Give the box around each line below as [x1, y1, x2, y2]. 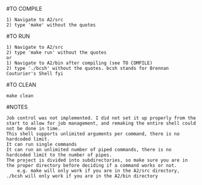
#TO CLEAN [6, 81, 36, 88]
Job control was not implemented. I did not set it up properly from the [6, 115, 197, 121]
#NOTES [6, 104, 28, 110]
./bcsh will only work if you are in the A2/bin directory [6, 173, 158, 179]
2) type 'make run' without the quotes [6, 49, 107, 55]
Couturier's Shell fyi [6, 71, 64, 77]
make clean [6, 93, 34, 99]
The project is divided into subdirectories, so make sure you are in [6, 157, 188, 163]
